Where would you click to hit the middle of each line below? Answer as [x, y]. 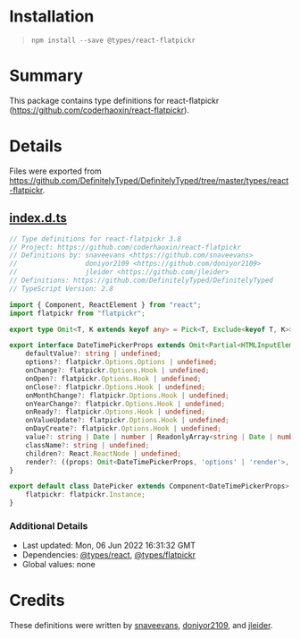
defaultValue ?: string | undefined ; [94, 354]
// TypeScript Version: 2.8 [62, 288]
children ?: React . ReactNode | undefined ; [103, 454]
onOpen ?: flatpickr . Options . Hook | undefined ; [113, 379]
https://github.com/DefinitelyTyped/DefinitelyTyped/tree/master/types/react [149, 180]
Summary [46, 76]
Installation [52, 17]
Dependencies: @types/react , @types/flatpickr [109, 555]
